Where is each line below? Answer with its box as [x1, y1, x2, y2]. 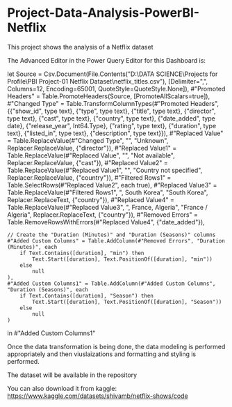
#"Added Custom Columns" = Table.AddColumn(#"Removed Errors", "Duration [7, 237, 226, 245]
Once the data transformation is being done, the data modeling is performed [7, 342, 226, 351]
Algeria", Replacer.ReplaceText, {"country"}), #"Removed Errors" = [7, 210, 198, 219]
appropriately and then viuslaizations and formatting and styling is [7, 350, 197, 358]
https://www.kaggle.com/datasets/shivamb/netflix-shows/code [7, 392, 189, 400]
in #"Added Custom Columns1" [7, 329, 96, 337]
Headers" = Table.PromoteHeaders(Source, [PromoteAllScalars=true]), [7, 92, 210, 100]
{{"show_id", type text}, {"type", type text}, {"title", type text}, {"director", [7, 107, 217, 115]
